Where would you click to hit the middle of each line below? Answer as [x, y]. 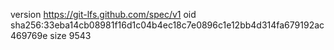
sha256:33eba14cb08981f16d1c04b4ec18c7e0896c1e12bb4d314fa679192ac [167, 25]
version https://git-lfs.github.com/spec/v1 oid [103, 14]
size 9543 [70, 35]
